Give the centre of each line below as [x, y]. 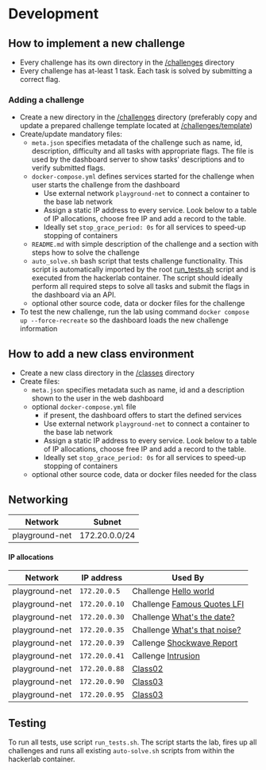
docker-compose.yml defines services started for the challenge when [143, 177]
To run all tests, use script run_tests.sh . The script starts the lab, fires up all [133, 742]
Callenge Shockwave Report [185, 643]
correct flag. [40, 79]
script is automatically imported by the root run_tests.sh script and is [144, 270]
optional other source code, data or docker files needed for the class [144, 475]
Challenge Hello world [173, 592]
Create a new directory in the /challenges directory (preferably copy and [138, 117]
